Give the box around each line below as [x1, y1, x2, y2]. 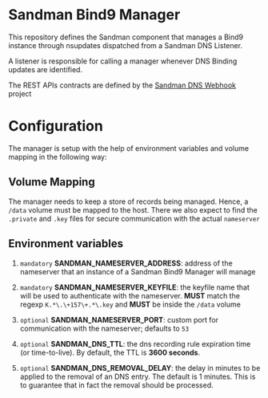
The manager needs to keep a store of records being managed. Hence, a [8, 197, 249, 206]
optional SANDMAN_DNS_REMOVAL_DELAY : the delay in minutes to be [19, 363, 261, 372]
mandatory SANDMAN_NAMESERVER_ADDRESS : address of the [19, 258, 234, 268]
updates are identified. [8, 64, 82, 74]
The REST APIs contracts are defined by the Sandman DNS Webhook [8, 80, 237, 90]
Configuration [8, 117, 104, 136]
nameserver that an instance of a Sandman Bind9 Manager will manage [19, 266, 256, 276]
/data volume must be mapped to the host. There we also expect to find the [8, 205, 258, 214]
